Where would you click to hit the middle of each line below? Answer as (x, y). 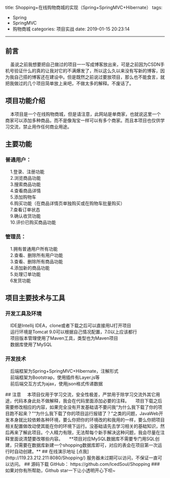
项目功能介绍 (25, 101)
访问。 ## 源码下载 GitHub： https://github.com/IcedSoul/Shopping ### (85, 464)
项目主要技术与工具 (35, 298)
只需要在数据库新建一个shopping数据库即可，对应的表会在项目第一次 (86, 445)
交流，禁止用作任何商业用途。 (40, 127)
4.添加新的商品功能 (30, 268)
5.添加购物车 (23, 197)
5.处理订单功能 (25, 274)
